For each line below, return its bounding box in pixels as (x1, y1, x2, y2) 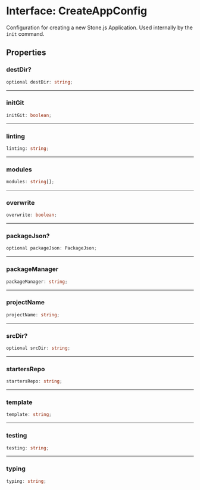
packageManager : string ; (6, 279, 68, 285)
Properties (6, 48, 46, 58)
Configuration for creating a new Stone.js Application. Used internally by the (6, 24, 193, 31)
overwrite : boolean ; (6, 212, 58, 218)
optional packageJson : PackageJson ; (6, 245, 97, 251)
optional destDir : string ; (6, 79, 73, 85)
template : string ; (6, 412, 52, 418)
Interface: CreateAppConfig (6, 4, 148, 18)
